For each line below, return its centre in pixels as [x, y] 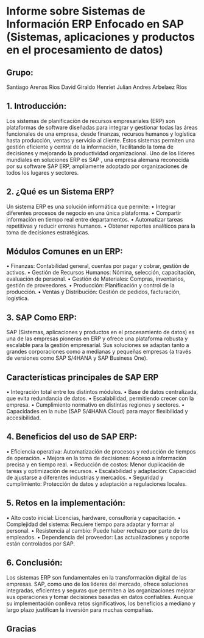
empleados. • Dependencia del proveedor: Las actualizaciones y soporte [98, 537]
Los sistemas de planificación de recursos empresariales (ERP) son [91, 121]
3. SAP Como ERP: [42, 317]
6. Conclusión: [34, 563]
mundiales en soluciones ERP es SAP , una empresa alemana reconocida [98, 159]
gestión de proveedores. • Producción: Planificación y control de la [90, 286]
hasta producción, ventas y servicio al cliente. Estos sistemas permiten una [100, 140]
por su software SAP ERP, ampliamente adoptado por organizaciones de [97, 166]
